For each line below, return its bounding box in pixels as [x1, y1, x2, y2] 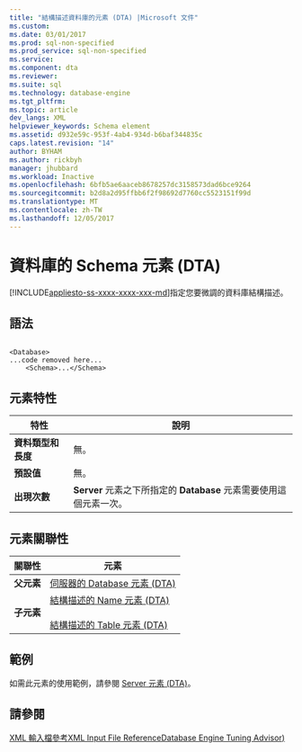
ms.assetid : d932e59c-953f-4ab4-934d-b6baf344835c [9, 130, 203, 139]
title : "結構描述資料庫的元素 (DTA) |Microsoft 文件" [9, 13, 200, 22]
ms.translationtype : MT [9, 197, 99, 207]
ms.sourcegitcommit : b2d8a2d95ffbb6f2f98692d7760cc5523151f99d [9, 189, 252, 198]
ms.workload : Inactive [9, 172, 94, 181]
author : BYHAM [9, 147, 63, 156]
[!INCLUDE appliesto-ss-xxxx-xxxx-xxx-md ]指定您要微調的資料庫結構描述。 [9, 287, 289, 298]
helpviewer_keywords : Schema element [9, 122, 151, 131]
